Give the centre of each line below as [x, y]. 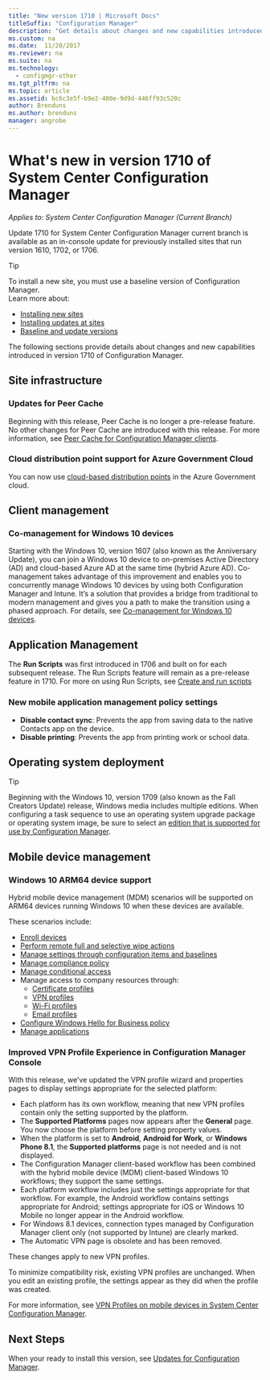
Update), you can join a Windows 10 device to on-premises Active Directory [134, 559]
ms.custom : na [32, 38]
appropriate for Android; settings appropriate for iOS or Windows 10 [132, 1207]
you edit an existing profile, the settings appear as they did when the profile [133, 1281]
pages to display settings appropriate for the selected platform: [113, 1088]
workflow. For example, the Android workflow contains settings [124, 1199]
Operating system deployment [86, 762]
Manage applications [55, 1032]
